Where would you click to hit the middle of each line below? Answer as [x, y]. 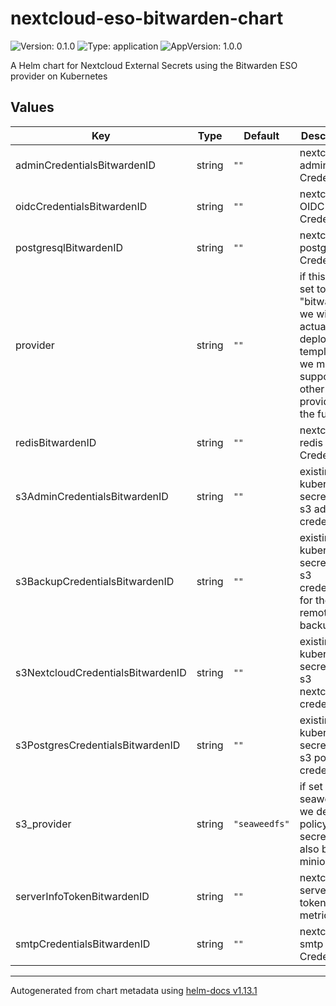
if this [312, 276]
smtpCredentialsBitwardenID [83, 944]
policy [313, 824]
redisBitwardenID [56, 442]
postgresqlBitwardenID [69, 247]
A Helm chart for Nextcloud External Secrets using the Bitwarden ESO [154, 65]
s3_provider [43, 824]
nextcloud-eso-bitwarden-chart [147, 18]
